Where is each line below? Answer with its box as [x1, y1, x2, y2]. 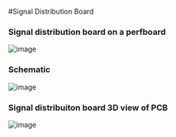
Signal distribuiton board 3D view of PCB [8, 102, 168, 113]
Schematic [8, 64, 51, 75]
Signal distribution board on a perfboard [8, 26, 166, 37]
